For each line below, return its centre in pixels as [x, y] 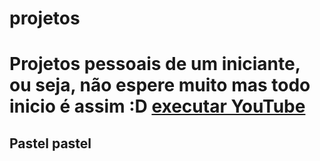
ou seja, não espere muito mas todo [160, 85]
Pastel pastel [50, 143]
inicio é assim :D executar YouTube [157, 106]
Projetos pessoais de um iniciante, [155, 64]
